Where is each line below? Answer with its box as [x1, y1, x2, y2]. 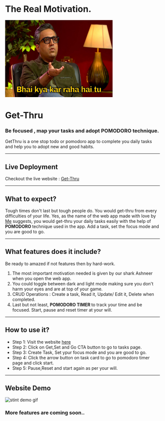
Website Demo [5, 384, 51, 392]
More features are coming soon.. [5, 409, 85, 416]
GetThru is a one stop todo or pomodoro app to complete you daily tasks [5, 139, 152, 144]
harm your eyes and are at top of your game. [12, 286, 103, 292]
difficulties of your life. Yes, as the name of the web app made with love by [5, 213, 156, 219]
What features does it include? [5, 247, 101, 256]
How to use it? [5, 326, 50, 334]
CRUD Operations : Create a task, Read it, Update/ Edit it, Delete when [12, 291, 155, 297]
